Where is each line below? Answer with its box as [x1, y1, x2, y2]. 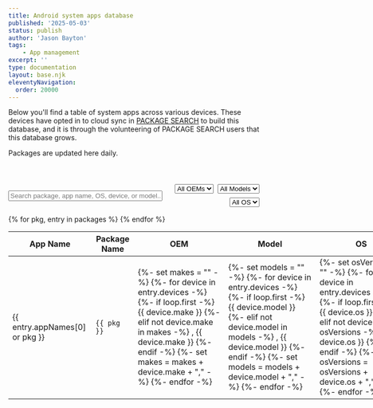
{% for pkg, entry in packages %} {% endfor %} [8, 214, 166, 224]
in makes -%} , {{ [137, 327, 202, 338]
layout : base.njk [8, 71, 66, 79]
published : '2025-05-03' [8, 19, 91, 27]
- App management [22, 49, 80, 57]
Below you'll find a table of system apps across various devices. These [8, 108, 241, 117]
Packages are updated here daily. [8, 148, 118, 158]
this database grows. [8, 133, 77, 143]
